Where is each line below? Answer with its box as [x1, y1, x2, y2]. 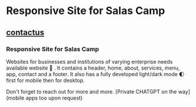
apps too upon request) [25, 94, 83, 101]
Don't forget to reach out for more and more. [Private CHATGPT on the [6, 88, 177, 95]
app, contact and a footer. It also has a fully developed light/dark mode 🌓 [6, 70, 185, 77]
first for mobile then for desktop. [6, 77, 85, 84]
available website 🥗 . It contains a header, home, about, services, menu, [6, 64, 180, 71]
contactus [6, 27, 45, 37]
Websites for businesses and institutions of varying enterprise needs [6, 58, 173, 65]
